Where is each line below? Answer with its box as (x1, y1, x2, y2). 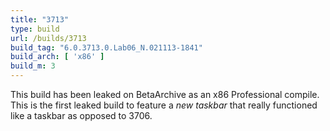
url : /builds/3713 (10, 33, 87, 43)
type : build (10, 24, 60, 34)
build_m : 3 (10, 61, 56, 71)
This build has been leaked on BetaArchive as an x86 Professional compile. (10, 89, 320, 100)
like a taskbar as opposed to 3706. (10, 110, 153, 121)
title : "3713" (10, 14, 70, 25)
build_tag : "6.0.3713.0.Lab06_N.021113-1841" (10, 42, 203, 53)
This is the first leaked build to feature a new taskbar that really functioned (10, 99, 318, 111)
